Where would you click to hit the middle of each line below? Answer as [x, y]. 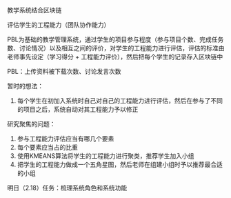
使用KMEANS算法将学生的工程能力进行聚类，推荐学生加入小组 [106, 156]
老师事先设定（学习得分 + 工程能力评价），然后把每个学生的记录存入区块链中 [115, 57]
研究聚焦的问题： [31, 124]
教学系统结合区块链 [34, 10]
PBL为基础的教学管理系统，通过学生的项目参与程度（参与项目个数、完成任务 [115, 39]
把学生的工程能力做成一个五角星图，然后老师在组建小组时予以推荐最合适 [120, 165]
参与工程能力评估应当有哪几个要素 [66, 139]
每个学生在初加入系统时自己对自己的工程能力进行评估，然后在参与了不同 [120, 101]
